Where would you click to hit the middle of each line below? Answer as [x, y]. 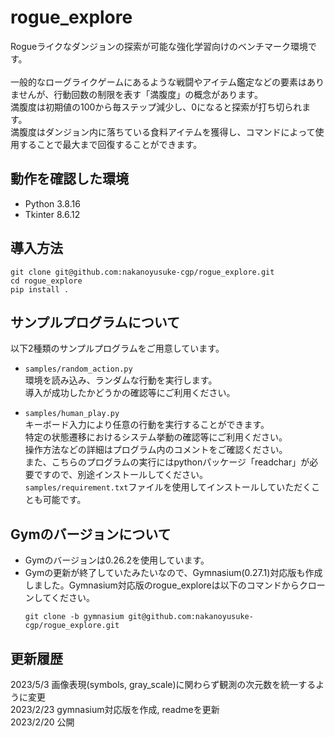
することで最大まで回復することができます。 [110, 144]
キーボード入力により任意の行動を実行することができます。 [147, 425]
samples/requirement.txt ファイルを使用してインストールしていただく [168, 487]
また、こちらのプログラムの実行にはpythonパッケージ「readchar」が [167, 462]
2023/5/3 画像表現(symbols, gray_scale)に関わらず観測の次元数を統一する [163, 684]
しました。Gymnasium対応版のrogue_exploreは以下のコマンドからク [166, 585]
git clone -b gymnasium [74, 617]
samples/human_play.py [72, 414]
